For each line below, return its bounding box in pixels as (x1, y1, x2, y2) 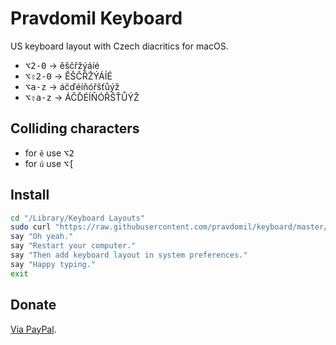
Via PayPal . (10, 323, 57, 335)
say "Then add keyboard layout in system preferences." (10, 250, 248, 261)
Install (10, 187, 50, 204)
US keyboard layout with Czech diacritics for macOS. (10, 40, 229, 52)
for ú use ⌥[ (24, 157, 75, 169)
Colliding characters (10, 120, 140, 137)
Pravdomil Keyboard (10, 7, 183, 30)
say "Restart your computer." (10, 241, 137, 251)
